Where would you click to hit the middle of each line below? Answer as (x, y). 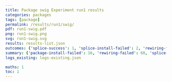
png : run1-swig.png (26, 34)
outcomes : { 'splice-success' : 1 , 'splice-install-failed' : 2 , (73, 48)
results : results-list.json (35, 44)
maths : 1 (15, 67)
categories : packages (28, 15)
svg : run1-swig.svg (26, 39)
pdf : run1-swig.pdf (26, 29)
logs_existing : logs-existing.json (43, 58)
